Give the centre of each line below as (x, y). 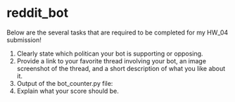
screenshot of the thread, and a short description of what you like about (121, 68)
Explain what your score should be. (68, 91)
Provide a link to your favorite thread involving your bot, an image (112, 60)
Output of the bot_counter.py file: (65, 83)
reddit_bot (37, 13)
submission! (24, 39)
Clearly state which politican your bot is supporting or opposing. (110, 53)
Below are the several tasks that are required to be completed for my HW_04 (118, 32)
